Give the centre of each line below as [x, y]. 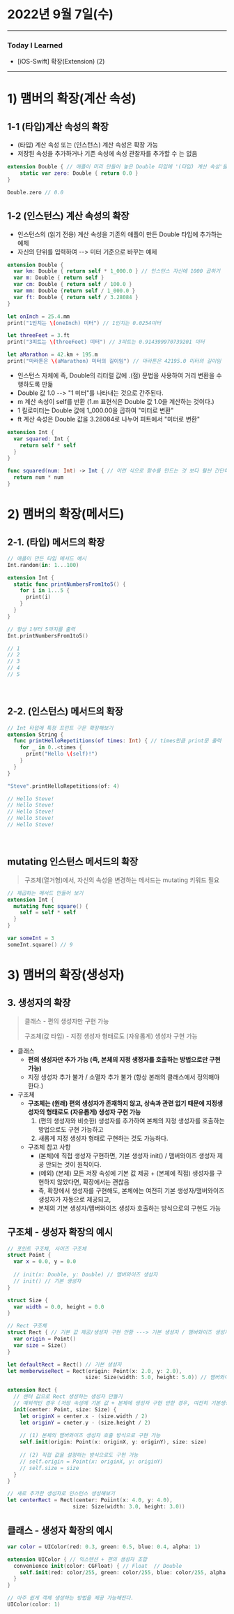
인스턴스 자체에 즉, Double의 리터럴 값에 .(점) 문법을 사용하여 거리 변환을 [116, 375]
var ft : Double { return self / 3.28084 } [76, 297]
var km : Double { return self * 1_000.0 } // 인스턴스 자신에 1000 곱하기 [117, 271]
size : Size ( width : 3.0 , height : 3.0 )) [129, 1507]
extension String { [36, 735]
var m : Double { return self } [59, 278]
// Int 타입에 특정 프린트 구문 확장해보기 [60, 728]
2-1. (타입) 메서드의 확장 [56, 542]
